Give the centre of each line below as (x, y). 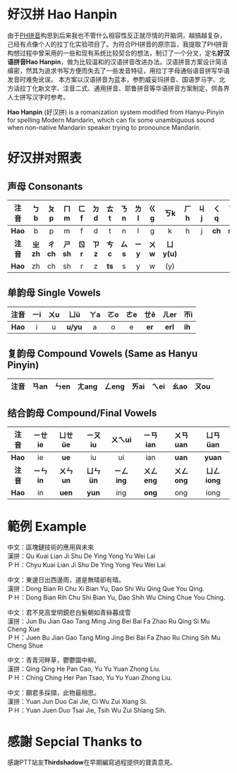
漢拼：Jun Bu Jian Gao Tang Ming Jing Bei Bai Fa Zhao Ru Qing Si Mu (109, 621)
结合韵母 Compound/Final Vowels (82, 413)
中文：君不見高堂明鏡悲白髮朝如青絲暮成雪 (69, 613)
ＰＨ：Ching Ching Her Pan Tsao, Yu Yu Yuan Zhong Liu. (90, 678)
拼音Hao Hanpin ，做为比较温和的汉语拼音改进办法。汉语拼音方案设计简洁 (120, 61)
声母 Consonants (45, 187)
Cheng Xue (24, 629)
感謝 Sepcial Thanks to (75, 742)
